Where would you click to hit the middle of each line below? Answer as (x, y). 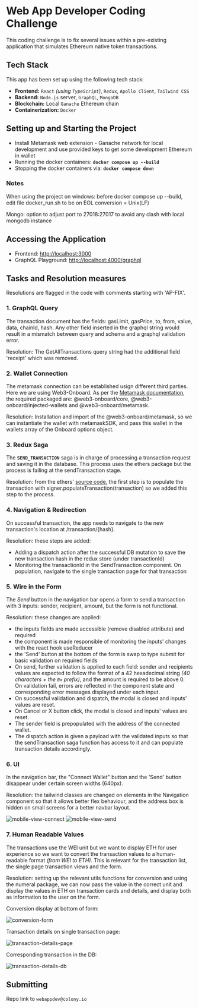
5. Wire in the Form (34, 587)
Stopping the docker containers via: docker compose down (84, 168)
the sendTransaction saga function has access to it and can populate (99, 742)
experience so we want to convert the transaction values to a (81, 853)
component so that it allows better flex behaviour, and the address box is (95, 801)
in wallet (25, 155)
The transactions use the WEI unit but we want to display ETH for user (92, 848)
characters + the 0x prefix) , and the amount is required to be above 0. (100, 679)
